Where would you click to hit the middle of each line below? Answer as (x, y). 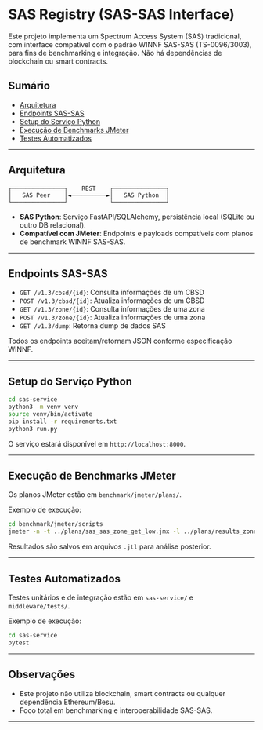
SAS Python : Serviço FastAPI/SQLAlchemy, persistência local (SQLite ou (137, 217)
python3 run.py (33, 429)
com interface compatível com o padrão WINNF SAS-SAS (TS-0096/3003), (130, 44)
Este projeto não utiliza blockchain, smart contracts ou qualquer (122, 693)
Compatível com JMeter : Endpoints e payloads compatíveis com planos (136, 233)
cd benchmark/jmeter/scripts (56, 524)
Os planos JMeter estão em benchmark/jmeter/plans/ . (95, 495)
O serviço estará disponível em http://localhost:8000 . (97, 443)
